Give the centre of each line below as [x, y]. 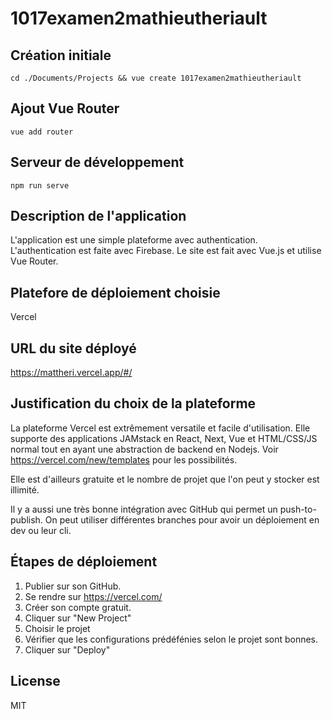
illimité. [25, 489]
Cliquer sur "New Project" [78, 618]
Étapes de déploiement [84, 562]
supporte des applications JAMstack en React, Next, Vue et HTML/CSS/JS [164, 438]
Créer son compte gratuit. [78, 607]
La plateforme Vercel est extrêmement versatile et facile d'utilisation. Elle [160, 428]
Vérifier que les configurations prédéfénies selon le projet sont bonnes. [171, 639]
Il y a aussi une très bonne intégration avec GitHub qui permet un [144, 509]
